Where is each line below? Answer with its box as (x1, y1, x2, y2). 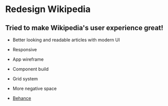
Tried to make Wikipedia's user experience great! (5, 24, 163, 32)
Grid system (12, 76, 38, 81)
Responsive (12, 47, 37, 52)
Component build (12, 66, 49, 72)
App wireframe (12, 56, 44, 62)
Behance (12, 95, 31, 101)
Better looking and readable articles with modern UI (12, 37, 120, 43)
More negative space (12, 85, 57, 91)
